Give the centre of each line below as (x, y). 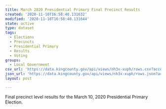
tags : (11, 33)
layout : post (19, 78)
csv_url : (14, 70)
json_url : (15, 74)
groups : (13, 60)
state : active (20, 23)
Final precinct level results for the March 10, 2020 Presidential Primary (77, 97)
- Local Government (30, 65)
